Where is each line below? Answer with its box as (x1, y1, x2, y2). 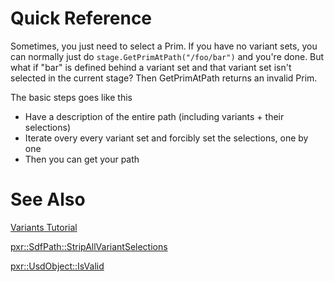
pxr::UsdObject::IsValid (10, 260, 105, 272)
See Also (10, 188, 86, 211)
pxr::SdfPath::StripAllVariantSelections (10, 240, 168, 252)
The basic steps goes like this (10, 91, 133, 103)
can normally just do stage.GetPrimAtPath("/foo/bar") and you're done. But (10, 50, 325, 62)
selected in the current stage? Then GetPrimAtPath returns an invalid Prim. (10, 72, 318, 84)
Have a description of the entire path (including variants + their (24, 110, 285, 122)
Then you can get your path (24, 153, 140, 165)
